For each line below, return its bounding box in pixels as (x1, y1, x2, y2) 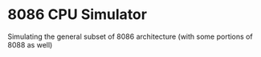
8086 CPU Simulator (7, 6, 148, 24)
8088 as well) (7, 40, 53, 49)
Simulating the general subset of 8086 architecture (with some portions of (7, 32, 254, 41)
